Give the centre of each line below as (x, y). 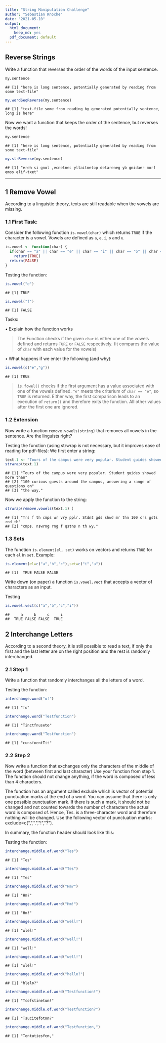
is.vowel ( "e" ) (20, 284)
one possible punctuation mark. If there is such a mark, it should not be (78, 802)
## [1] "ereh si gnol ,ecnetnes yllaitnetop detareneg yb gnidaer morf (80, 168)
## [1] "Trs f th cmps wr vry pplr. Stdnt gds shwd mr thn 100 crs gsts (82, 518)
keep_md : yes (27, 33)
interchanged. (19, 657)
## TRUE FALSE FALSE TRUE (34, 619)
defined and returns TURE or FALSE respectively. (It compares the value (88, 344)
